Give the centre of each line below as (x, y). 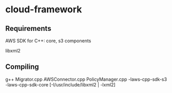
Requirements (28, 29)
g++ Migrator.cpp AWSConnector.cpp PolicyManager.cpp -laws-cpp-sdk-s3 (86, 79)
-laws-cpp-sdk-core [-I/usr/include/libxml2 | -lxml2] (60, 85)
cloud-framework (44, 10)
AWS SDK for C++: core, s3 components (48, 41)
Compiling (22, 67)
